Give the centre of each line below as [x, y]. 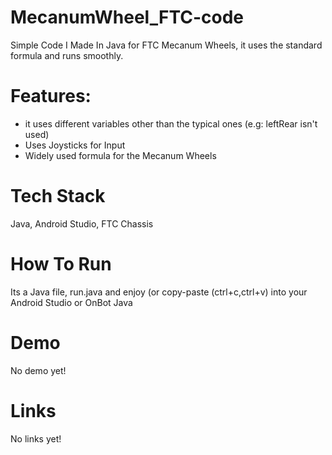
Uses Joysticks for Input [75, 145]
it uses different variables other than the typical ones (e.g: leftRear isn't [171, 123]
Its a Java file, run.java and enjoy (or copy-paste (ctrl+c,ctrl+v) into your [159, 292]
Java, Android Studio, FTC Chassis [82, 223]
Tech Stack [58, 196]
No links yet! [36, 438]
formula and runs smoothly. [67, 55]
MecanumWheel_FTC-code [127, 17]
